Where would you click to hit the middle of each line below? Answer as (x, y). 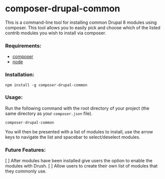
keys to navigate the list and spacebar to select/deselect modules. (73, 137)
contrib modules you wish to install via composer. (56, 33)
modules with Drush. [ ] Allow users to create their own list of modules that (81, 166)
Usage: (14, 97)
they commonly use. (26, 171)
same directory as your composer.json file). (49, 113)
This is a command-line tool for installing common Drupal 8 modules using (81, 22)
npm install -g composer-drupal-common (46, 85)
